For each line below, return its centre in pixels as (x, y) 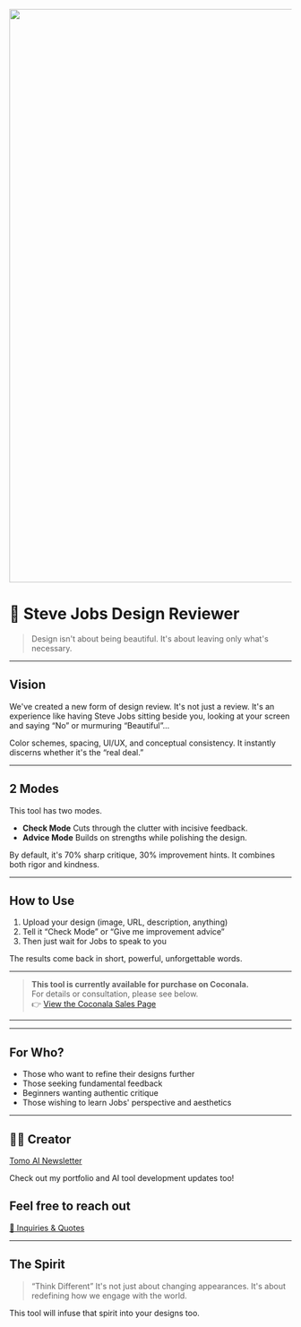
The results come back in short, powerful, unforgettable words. (126, 959)
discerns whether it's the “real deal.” (77, 752)
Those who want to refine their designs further (108, 1074)
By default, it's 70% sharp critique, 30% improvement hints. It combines (142, 855)
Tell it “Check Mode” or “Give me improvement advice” (124, 932)
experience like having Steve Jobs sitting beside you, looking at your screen (150, 716)
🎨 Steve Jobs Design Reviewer (125, 614)
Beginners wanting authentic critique (90, 1093)
